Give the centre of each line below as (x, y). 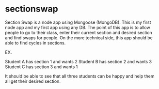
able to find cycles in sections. (35, 43)
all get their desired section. (33, 81)
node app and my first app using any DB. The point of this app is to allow (78, 27)
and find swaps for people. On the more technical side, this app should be (79, 38)
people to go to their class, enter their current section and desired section (79, 32)
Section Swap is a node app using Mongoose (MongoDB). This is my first (78, 22)
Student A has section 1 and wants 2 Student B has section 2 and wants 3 (78, 61)
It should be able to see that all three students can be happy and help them (80, 76)
